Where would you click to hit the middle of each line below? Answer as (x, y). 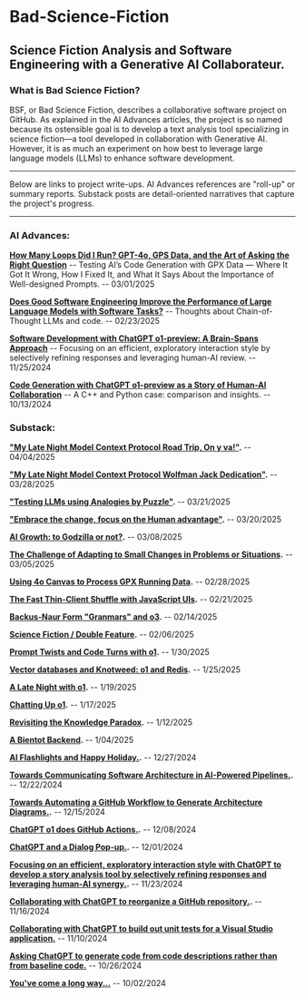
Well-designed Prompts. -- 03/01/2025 (82, 284)
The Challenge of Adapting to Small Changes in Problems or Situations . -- (151, 554)
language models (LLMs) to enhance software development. (122, 158)
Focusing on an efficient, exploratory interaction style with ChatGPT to (145, 865)
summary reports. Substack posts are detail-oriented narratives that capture (152, 193)
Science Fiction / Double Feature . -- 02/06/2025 (102, 635)
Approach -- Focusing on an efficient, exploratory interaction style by (140, 348)
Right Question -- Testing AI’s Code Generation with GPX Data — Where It (149, 265)
